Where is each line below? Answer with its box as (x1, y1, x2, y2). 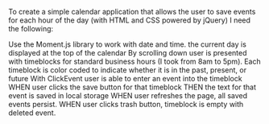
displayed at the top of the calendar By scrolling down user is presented (8, 48, 247, 57)
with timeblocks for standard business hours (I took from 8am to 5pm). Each (8, 56, 262, 66)
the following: (8, 24, 54, 33)
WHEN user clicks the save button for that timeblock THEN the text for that (8, 82, 256, 92)
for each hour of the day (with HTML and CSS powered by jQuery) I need (8, 15, 251, 25)
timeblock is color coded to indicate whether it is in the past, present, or (8, 65, 247, 75)
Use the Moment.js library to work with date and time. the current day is (8, 39, 247, 49)
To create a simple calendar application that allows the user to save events (8, 7, 256, 16)
